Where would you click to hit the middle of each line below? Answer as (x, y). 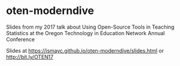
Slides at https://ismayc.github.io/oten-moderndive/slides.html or (85, 50)
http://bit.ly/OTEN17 (30, 57)
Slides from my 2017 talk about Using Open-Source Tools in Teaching (90, 27)
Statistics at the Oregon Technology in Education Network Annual (86, 33)
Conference (21, 39)
